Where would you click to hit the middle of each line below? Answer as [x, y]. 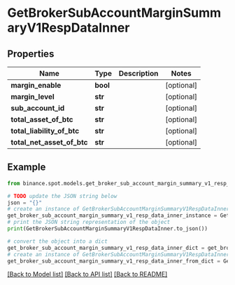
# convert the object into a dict [58, 241]
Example [27, 167]
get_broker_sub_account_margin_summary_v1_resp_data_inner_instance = [112, 216]
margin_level [33, 97]
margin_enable [36, 85]
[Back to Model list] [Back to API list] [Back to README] [87, 274]
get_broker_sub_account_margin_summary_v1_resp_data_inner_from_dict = [114, 261]
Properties [31, 54]
